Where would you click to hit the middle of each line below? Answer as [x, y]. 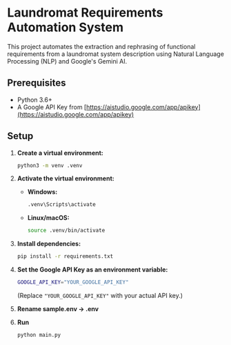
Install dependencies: [49, 244]
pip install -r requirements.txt [65, 257]
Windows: [42, 192]
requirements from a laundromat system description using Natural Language [115, 54]
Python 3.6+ [35, 100]
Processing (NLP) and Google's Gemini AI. [67, 61]
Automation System [66, 27]
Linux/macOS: [49, 218]
